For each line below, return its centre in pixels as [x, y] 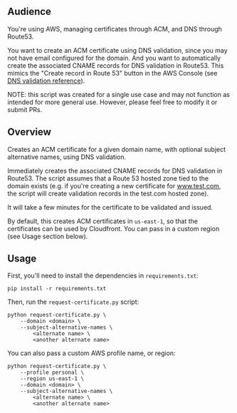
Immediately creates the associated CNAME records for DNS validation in [115, 170]
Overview [30, 132]
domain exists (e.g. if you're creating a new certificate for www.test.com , [114, 185]
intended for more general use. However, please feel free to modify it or [112, 102]
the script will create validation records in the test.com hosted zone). [108, 193]
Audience [30, 12]
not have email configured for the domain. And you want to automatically [114, 58]
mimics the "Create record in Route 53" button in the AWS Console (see [112, 73]
